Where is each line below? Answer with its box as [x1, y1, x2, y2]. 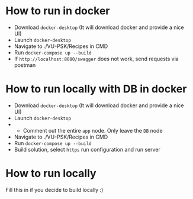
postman [14, 61, 36, 69]
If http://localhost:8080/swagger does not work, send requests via [14, 55, 179, 62]
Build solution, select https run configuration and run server [14, 146, 160, 153]
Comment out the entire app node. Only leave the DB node [22, 127, 163, 134]
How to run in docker [5, 4, 110, 18]
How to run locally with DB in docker [5, 82, 187, 96]
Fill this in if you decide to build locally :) [5, 186, 104, 193]
